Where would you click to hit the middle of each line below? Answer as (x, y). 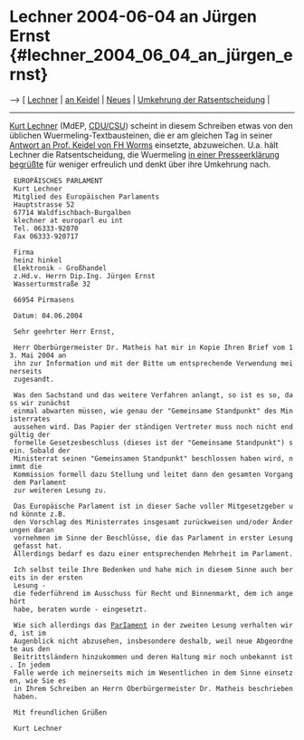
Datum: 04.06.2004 (48, 316)
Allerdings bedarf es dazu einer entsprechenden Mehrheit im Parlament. (153, 554)
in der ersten (56, 578)
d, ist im (28, 633)
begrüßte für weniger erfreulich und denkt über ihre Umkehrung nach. (140, 164)
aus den (36, 649)
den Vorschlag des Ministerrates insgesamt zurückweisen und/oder (141, 522)
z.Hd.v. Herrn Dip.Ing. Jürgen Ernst (84, 276)
